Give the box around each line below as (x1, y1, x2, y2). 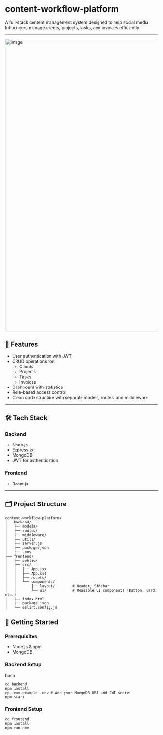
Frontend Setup (5, 706, 43, 713)
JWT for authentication (12, 457, 58, 464)
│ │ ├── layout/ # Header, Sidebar (5, 583, 110, 588)
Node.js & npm (12, 644, 42, 650)
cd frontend (5, 716, 29, 722)
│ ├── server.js (5, 541, 42, 546)
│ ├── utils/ (5, 537, 36, 542)
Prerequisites (5, 633, 37, 639)
